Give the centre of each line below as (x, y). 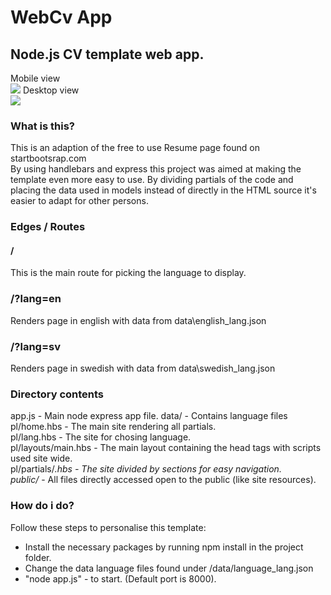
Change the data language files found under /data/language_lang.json (169, 568)
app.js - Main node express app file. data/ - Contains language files (149, 416)
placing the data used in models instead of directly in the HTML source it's (163, 190)
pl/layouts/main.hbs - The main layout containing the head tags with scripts (166, 448)
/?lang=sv (36, 346)
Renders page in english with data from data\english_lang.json (138, 320)
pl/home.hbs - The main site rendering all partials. (113, 427)
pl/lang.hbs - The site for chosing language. (101, 437)
